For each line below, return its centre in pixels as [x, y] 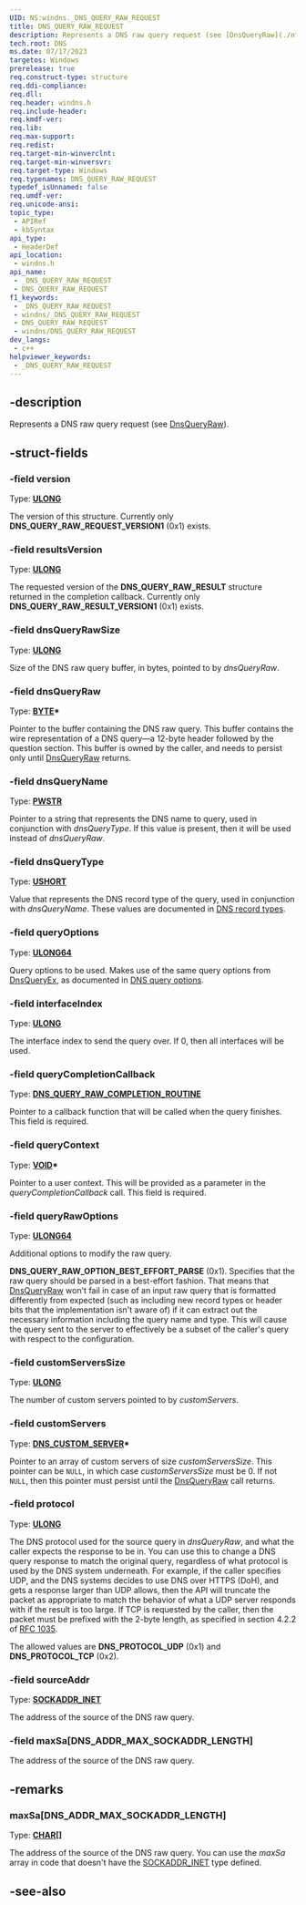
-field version [40, 479]
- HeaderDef [36, 247]
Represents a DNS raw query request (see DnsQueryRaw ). [119, 424]
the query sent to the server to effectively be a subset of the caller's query [149, 1329]
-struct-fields [49, 453]
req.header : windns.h [51, 103]
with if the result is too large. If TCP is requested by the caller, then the [142, 1609]
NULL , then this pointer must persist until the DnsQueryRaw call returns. [143, 1480]
